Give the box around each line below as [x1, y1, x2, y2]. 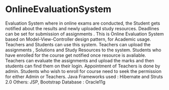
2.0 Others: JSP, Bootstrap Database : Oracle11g [5, 79, 106, 85]
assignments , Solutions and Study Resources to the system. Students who [5, 47, 161, 53]
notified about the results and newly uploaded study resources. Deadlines [5, 25, 159, 31]
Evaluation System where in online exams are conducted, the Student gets [5, 20, 160, 26]
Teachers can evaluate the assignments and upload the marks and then [5, 57, 154, 63]
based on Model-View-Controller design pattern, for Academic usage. [5, 36, 151, 42]
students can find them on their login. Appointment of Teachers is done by [5, 63, 160, 69]
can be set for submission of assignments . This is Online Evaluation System [5, 31, 164, 37]
